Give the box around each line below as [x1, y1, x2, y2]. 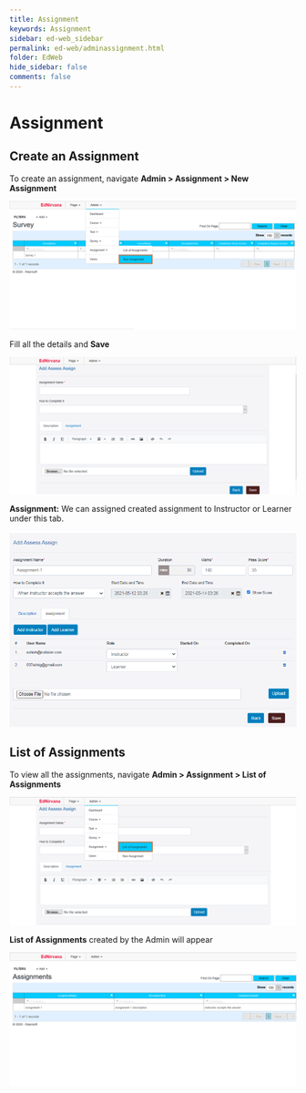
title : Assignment [9, 15, 79, 24]
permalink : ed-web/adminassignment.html [9, 44, 166, 53]
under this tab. [9, 513, 65, 524]
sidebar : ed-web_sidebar [9, 34, 104, 43]
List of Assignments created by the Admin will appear [9, 935, 213, 945]
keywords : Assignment [9, 24, 92, 34]
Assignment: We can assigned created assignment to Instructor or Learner [9, 504, 292, 515]
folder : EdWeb [9, 53, 64, 63]
